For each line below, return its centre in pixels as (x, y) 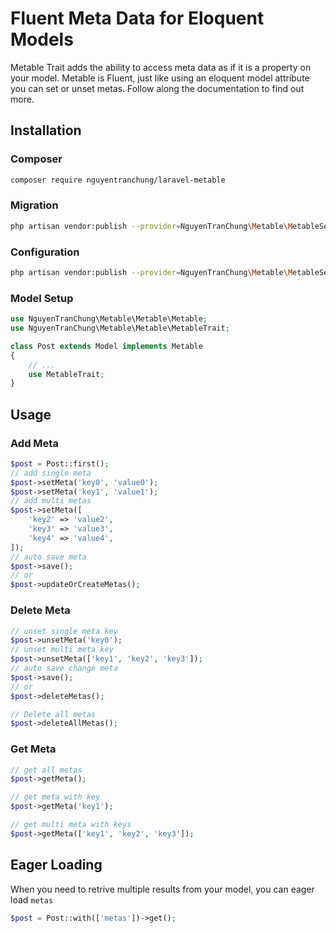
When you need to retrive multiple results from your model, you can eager (162, 889)
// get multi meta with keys (71, 825)
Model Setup (42, 298)
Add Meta (34, 443)
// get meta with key (55, 797)
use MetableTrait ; (66, 374)
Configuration (45, 252)
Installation (46, 130)
